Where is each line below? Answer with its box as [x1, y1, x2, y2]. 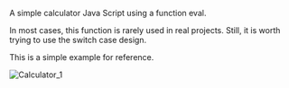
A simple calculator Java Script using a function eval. [9, 8, 207, 18]
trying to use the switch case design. [9, 35, 147, 45]
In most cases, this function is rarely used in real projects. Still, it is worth [9, 25, 281, 35]
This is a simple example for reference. [9, 52, 154, 62]
